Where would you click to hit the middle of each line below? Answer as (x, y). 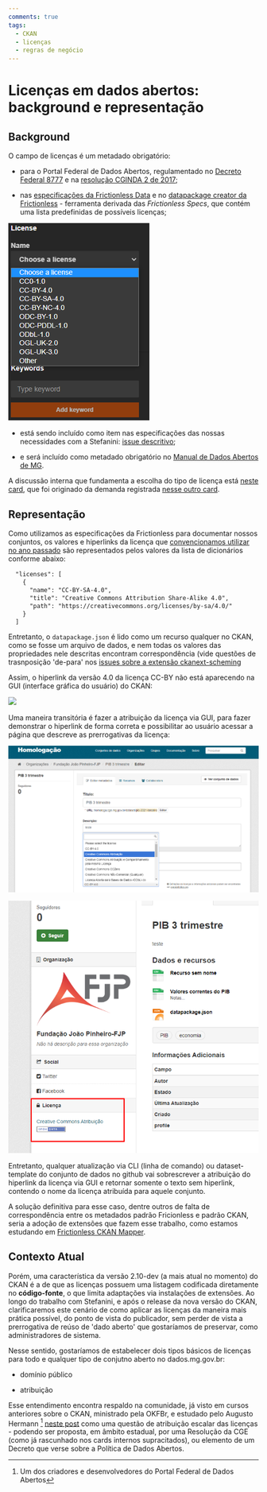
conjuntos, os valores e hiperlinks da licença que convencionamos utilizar (129, 541)
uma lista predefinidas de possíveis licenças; (93, 212)
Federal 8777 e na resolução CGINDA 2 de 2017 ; (99, 180)
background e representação (106, 108)
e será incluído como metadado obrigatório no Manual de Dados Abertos (139, 457)
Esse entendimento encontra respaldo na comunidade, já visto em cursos (128, 1405)
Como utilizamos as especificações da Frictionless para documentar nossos (133, 533)
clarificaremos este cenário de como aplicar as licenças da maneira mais (128, 1310)
